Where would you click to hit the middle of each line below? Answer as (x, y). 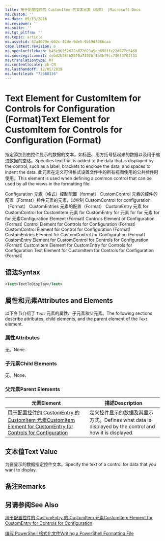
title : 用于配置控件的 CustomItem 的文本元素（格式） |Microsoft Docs (73, 10)
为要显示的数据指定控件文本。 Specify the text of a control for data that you (81, 465)
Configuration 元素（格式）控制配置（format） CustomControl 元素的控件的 (82, 194)
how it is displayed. (111, 433)
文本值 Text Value (31, 451)
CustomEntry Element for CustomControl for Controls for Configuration (77, 240)
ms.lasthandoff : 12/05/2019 (34, 70)
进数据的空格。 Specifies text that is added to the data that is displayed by (79, 160)
